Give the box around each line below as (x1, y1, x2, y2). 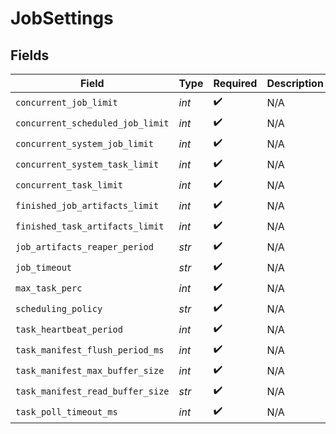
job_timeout (15, 262, 73, 273)
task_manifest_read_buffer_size (15, 385, 170, 397)
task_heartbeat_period (15, 323, 123, 335)
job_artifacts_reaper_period (15, 241, 154, 252)
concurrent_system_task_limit (15, 158, 160, 170)
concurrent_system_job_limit (15, 138, 154, 149)
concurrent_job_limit (15, 97, 118, 108)
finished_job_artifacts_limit (15, 200, 160, 211)
